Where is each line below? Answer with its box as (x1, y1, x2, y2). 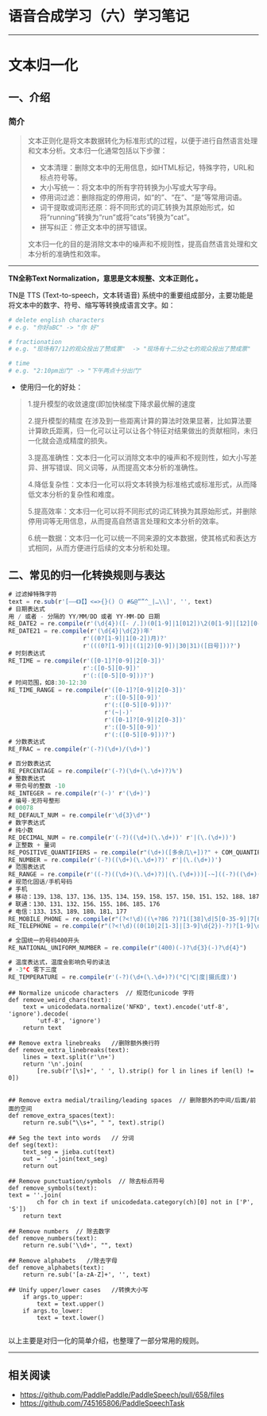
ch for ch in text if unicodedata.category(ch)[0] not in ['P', (37, 1197, 254, 1206)
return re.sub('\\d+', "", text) (22, 1241, 133, 1249)
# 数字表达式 (8, 819, 45, 827)
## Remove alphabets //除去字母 (8, 1256, 118, 1264)
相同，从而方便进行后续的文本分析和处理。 (34, 544, 175, 553)
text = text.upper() (37, 1300, 105, 1308)
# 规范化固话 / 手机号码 (8, 878, 73, 886)
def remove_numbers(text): (8, 1234, 98, 1242)
